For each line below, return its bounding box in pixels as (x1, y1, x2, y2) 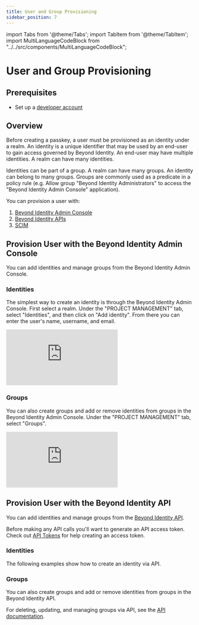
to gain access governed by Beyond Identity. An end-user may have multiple (6, 149, 194, 157)
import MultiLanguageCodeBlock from (6, 37, 100, 44)
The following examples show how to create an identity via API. (6, 560, 162, 567)
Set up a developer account (14, 104, 83, 111)
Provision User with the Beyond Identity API (6, 498, 171, 508)
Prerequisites (6, 87, 57, 98)
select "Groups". (6, 420, 46, 427)
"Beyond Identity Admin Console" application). (6, 186, 120, 193)
